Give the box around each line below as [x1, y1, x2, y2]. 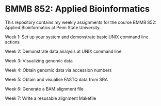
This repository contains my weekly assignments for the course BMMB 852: [5, 19, 157, 25]
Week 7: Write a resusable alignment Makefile [5, 95, 96, 101]
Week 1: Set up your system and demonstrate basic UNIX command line [5, 34, 149, 40]
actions [5, 39, 20, 45]
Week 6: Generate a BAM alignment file [5, 86, 84, 91]
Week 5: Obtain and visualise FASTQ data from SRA [5, 76, 108, 82]
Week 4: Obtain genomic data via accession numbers [5, 67, 112, 73]
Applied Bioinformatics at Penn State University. [5, 24, 101, 30]
